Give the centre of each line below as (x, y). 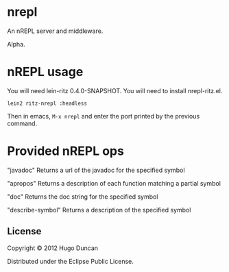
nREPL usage (45, 72)
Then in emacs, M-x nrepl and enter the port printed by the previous (104, 116)
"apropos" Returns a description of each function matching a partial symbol (114, 183)
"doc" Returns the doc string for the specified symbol (83, 197)
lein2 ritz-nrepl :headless (47, 103)
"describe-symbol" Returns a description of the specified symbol (99, 210)
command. (22, 123)
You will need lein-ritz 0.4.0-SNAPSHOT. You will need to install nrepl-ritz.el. (115, 90)
